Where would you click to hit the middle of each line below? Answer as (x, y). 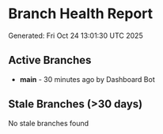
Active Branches (50, 60)
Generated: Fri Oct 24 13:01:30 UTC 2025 (76, 35)
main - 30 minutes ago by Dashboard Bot (87, 79)
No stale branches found (49, 123)
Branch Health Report (81, 14)
